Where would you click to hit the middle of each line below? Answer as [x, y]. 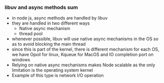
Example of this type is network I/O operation [58, 76]
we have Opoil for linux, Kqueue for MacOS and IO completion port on [82, 55]
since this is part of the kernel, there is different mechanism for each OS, [85, 49]
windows [21, 60]
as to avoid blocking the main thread [49, 44]
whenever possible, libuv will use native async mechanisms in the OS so [85, 39]
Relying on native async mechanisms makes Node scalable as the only [83, 65]
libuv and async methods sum [41, 7]
